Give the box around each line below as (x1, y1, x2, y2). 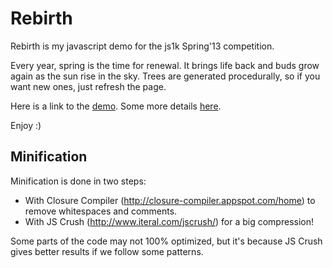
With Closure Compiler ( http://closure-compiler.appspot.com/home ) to (24, 194, 316, 206)
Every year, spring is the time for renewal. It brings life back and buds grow (10, 59, 320, 71)
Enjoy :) (10, 119, 42, 131)
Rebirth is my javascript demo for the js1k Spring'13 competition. (10, 40, 275, 52)
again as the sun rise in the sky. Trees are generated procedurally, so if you (10, 70, 321, 82)
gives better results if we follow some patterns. (10, 245, 204, 257)
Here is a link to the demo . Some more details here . (10, 100, 222, 112)
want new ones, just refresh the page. (10, 80, 167, 92)
